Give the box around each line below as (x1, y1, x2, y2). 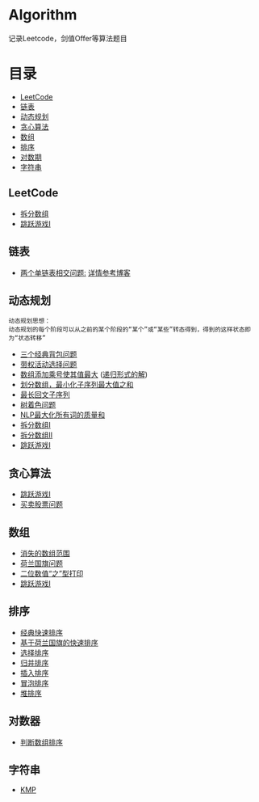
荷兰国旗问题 (19, 558, 63, 568)
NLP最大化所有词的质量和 (19, 410, 106, 420)
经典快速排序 (19, 627, 63, 637)
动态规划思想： (8, 317, 51, 325)
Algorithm (8, 6, 77, 24)
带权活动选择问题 (19, 360, 77, 369)
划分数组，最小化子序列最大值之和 (19, 380, 134, 390)
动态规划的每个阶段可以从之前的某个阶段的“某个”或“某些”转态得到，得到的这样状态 (8, 326, 245, 334)
